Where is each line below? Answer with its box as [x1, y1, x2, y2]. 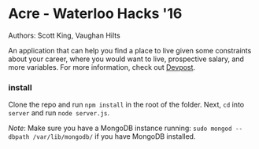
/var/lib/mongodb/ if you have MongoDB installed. [32, 132, 196, 141]
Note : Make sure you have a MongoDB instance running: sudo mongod [8, 123, 232, 133]
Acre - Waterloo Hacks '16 [8, 5, 183, 23]
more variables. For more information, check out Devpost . [8, 62, 195, 71]
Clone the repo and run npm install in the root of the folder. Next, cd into [8, 100, 245, 110]
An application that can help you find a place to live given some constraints [8, 45, 252, 55]
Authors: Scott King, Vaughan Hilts [8, 31, 120, 40]
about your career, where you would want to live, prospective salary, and [8, 54, 244, 64]
